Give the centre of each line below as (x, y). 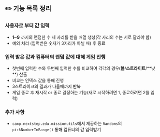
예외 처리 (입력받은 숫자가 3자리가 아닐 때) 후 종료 (58, 43)
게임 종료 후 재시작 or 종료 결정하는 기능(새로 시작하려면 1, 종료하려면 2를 (81, 92)
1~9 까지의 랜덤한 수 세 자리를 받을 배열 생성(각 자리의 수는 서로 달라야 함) (81, 37)
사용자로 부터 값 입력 (27, 26)
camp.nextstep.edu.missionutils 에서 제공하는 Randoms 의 (67, 123)
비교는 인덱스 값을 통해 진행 (38, 80)
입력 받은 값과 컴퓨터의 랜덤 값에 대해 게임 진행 (55, 57)
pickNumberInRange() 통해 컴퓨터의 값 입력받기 (57, 130)
